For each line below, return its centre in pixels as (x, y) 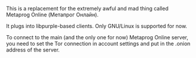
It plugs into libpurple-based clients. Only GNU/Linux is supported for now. (97, 26)
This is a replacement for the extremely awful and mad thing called (87, 8)
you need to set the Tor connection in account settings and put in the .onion (98, 44)
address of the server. (33, 50)
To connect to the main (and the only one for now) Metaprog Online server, (97, 37)
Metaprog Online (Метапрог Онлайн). (53, 15)
